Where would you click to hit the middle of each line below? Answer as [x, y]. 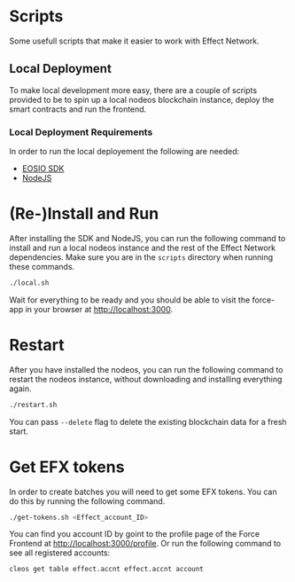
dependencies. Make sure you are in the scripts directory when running [141, 257]
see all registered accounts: [60, 553]
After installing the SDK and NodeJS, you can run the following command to [147, 238]
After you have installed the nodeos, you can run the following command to [146, 369]
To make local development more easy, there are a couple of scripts [133, 90]
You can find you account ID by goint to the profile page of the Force [135, 534]
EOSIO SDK [43, 169]
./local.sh [29, 283]
